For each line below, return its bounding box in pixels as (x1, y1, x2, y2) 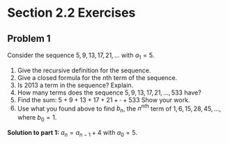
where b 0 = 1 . (17, 113, 57, 123)
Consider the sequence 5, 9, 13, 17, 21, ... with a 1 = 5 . (7, 51, 155, 61)
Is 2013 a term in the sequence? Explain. (17, 81, 134, 89)
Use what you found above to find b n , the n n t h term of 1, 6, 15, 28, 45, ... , (17, 103, 222, 114)
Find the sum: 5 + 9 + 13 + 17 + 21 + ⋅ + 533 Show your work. (17, 95, 190, 104)
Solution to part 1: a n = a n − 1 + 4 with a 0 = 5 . (7, 129, 138, 138)
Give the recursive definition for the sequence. (17, 66, 151, 74)
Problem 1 (7, 33, 51, 45)
